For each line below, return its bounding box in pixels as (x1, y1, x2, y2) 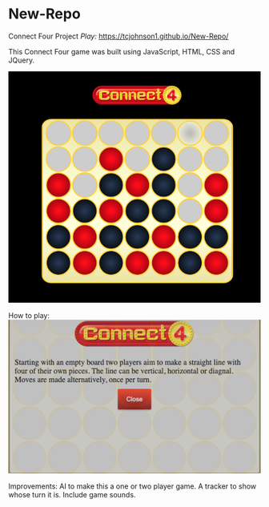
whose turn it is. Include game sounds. (8, 489, 136, 499)
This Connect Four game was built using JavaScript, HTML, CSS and (8, 46, 235, 56)
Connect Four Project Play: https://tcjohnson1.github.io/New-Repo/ (8, 31, 229, 41)
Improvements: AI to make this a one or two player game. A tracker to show (8, 481, 257, 491)
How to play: (8, 311, 50, 320)
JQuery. (8, 55, 34, 65)
